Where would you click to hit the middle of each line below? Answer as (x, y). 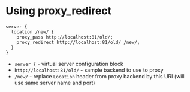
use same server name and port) (55, 83)
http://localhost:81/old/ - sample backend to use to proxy (89, 70)
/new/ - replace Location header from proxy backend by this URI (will (99, 76)
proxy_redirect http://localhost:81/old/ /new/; (78, 42)
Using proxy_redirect (59, 11)
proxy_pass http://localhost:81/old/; (65, 37)
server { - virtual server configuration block (69, 64)
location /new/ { (33, 32)
